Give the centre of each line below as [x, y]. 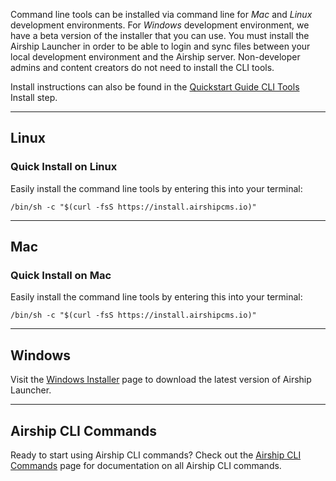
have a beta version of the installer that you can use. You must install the [160, 35]
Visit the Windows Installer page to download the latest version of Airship [161, 380]
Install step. [34, 97]
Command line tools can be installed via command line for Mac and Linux [161, 14]
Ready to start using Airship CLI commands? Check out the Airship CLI [156, 455]
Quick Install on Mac [61, 275]
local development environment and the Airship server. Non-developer [155, 57]
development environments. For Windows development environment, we [160, 25]
